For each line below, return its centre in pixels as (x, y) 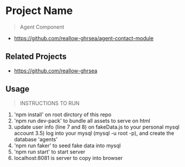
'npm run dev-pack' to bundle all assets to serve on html (82, 120)
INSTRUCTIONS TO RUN (49, 103)
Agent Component (42, 27)
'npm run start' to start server (49, 152)
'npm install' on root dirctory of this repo (63, 114)
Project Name (39, 11)
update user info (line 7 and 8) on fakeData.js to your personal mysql (97, 127)
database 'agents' (36, 139)
